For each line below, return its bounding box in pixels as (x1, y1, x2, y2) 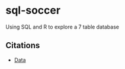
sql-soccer (5, 4, 60, 17)
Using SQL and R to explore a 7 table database (5, 23, 120, 30)
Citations (5, 40, 40, 51)
